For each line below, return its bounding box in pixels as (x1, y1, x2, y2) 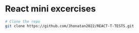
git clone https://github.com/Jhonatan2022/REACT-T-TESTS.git (5, 23, 134, 28)
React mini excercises (5, 3, 96, 14)
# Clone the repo (5, 19, 40, 24)
